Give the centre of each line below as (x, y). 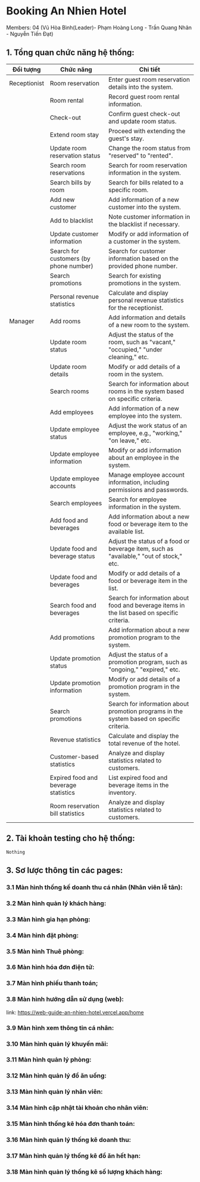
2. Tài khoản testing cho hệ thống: (71, 839)
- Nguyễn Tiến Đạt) (30, 33)
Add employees (72, 412)
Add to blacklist (71, 220)
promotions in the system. (144, 283)
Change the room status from (149, 148)
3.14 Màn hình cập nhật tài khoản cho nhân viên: (77, 1108)
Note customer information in (149, 217)
